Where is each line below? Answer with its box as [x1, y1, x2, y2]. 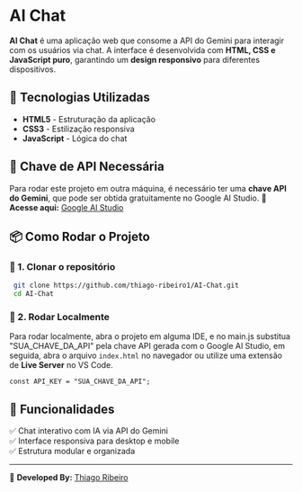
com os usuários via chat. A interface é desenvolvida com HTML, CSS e [9, 44, 276, 55]
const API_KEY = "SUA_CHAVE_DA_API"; [9, 377, 151, 387]
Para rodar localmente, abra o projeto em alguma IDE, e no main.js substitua [9, 331, 290, 342]
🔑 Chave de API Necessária [9, 159, 164, 174]
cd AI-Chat [13, 290, 54, 299]
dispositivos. [9, 64, 57, 75]
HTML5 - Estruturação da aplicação [22, 113, 155, 124]
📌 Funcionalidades [9, 401, 115, 416]
